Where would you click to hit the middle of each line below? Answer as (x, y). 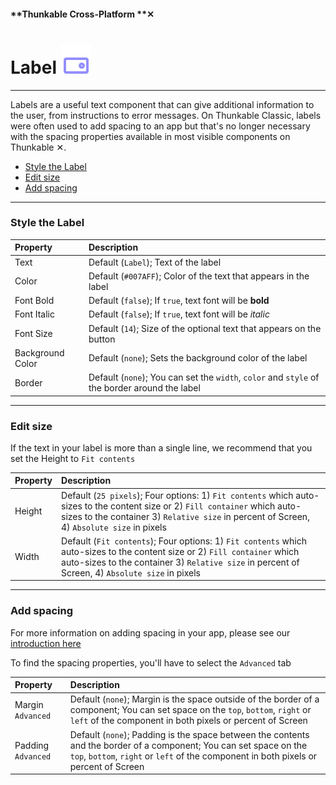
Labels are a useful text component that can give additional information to (162, 104)
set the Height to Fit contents (73, 458)
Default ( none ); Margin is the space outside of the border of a (194, 699)
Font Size (33, 334)
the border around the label (144, 388)
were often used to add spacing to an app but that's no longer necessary (160, 126)
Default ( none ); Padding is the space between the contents (189, 734)
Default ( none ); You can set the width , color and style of (204, 377)
